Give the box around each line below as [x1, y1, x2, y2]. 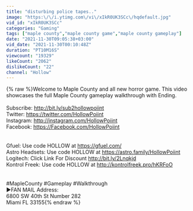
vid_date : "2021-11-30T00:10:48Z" [6, 42, 92, 48]
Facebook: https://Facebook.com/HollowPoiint [6, 123, 120, 130]
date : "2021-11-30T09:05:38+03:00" [6, 36, 94, 42]
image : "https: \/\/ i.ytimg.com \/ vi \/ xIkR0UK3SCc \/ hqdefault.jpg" [6, 14, 171, 20]
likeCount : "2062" [6, 58, 52, 64]
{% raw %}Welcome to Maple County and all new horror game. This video [6, 85, 188, 92]
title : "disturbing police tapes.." [6, 8, 97, 15]
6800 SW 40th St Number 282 [6, 193, 81, 200]
